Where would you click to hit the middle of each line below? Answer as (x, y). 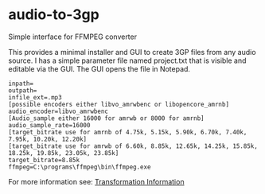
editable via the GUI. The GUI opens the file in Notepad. (99, 68)
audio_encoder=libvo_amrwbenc (58, 111)
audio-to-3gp (54, 15)
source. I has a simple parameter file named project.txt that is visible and (127, 60)
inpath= (21, 83)
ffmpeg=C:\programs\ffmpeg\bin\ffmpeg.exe (80, 167)
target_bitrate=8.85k (44, 160)
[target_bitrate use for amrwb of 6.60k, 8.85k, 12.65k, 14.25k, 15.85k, (133, 146)
